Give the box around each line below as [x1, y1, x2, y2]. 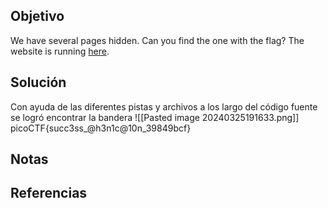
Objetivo [10, 8, 65, 25]
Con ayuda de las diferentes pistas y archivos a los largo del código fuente [10, 100, 318, 113]
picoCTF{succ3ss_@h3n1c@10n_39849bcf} [10, 122, 192, 134]
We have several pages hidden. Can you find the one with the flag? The [10, 34, 305, 46]
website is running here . [10, 45, 110, 57]
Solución [10, 74, 67, 91]
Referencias [10, 185, 88, 202]
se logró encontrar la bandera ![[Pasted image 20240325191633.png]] [10, 111, 300, 123]
